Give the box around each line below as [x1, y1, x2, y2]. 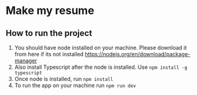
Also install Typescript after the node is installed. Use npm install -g [14, 63, 188, 71]
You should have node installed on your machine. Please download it [14, 44, 187, 51]
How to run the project [5, 28, 92, 38]
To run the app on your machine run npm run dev [14, 82, 136, 89]
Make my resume [5, 4, 95, 18]
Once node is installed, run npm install [14, 76, 114, 82]
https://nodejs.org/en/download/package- [85, 51, 191, 58]
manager [14, 57, 38, 64]
